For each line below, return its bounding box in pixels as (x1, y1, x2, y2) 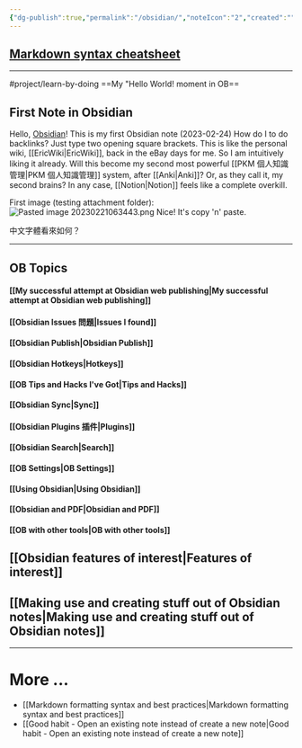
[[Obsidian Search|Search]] (9, 442, 115, 453)
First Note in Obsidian (9, 104, 133, 120)
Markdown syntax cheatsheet (9, 47, 182, 62)
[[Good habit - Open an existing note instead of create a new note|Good (22, 718, 289, 729)
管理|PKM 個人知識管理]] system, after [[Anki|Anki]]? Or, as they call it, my (9, 170, 284, 181)
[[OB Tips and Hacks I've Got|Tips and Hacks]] (9, 378, 187, 389)
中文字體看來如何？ (9, 226, 81, 236)
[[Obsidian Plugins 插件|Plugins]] (9, 421, 136, 432)
